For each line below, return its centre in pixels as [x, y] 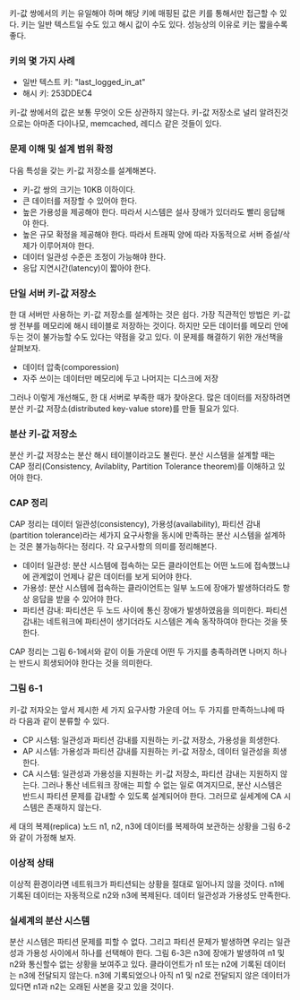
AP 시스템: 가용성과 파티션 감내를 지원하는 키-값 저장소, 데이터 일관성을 [146, 751]
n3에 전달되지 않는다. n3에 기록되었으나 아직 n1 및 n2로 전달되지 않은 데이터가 [154, 976]
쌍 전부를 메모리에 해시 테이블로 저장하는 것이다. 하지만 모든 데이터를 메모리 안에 [149, 325]
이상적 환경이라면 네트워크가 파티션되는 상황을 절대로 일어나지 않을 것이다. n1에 [147, 884]
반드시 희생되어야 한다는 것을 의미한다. [86, 663]
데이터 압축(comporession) [71, 366]
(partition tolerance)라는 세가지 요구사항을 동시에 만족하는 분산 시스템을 [136, 535]
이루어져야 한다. [67, 246]
